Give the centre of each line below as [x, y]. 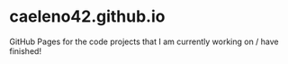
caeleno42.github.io [87, 17]
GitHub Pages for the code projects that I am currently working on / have [144, 41]
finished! [26, 50]
